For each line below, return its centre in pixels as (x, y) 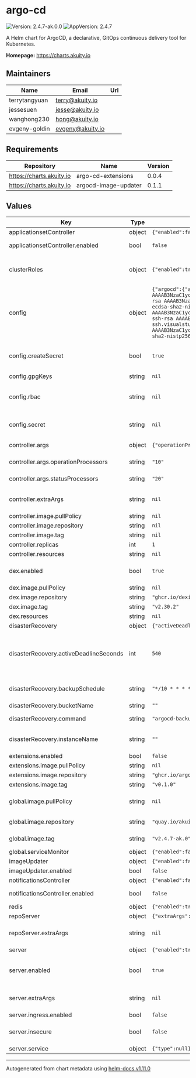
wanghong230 (29, 119)
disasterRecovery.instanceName (53, 739)
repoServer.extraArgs (38, 933)
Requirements (32, 150)
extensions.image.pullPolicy (47, 765)
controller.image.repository (46, 526)
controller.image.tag (36, 535)
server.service (29, 1049)
